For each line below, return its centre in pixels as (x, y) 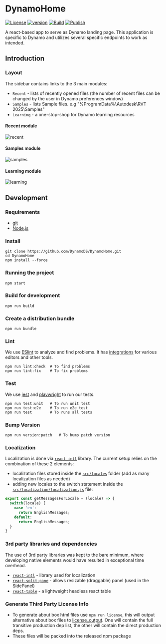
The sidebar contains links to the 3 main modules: (56, 83)
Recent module (21, 126)
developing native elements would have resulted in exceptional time (75, 560)
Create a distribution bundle (40, 319)
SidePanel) (23, 586)
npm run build (20, 306)
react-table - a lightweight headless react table (62, 591)
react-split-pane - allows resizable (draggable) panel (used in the (81, 580)
